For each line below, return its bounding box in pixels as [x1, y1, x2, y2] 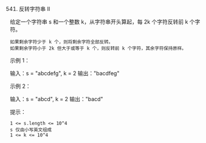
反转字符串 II [18, 5, 50, 12]
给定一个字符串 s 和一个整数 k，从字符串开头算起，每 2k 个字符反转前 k [10, 18, 188, 25]
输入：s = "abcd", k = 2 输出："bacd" [10, 96, 103, 102]
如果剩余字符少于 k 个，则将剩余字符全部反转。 [10, 39, 114, 45]
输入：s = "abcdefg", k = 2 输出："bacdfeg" [10, 70, 120, 77]
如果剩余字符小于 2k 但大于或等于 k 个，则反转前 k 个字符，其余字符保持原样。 [10, 45, 187, 52]
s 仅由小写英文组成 [10, 127, 52, 133]
